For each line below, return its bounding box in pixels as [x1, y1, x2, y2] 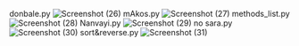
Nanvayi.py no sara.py [79, 18, 233, 28]
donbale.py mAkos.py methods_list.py [9, 9, 290, 19]
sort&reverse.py [79, 27, 139, 37]
